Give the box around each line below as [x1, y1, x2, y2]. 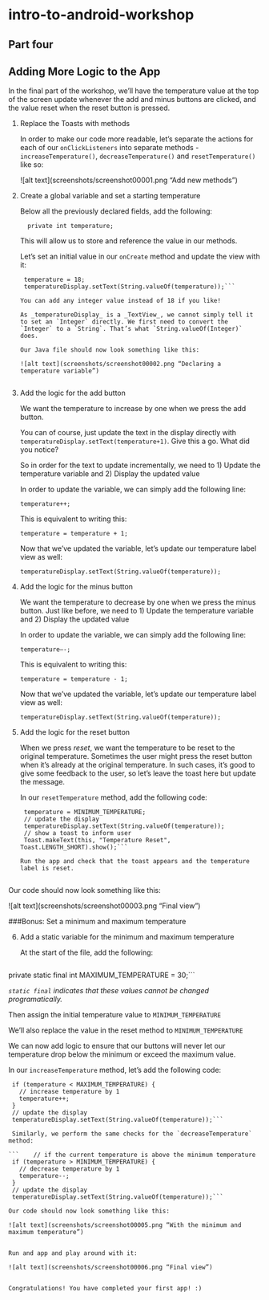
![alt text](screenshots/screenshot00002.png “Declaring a [19, 360, 222, 369]
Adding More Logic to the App [8, 64, 161, 78]
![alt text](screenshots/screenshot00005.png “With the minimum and [8, 1221, 242, 1229]
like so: [19, 160, 44, 169]
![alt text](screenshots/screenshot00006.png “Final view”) [8, 1263, 214, 1272]
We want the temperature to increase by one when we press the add [19, 404, 247, 414]
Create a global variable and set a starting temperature [19, 191, 201, 201]
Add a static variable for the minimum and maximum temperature [19, 932, 235, 942]
